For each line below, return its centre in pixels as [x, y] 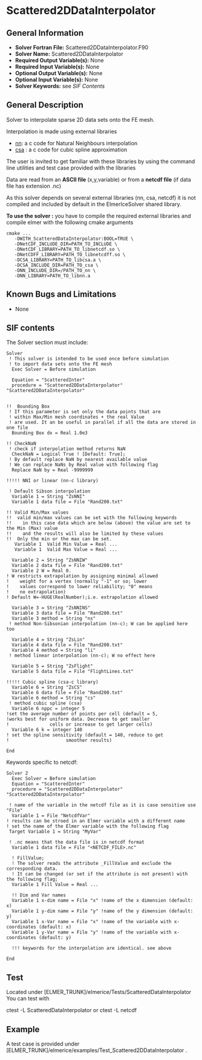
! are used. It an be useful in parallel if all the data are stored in [103, 422]
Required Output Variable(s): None [59, 60]
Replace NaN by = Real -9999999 [53, 470]
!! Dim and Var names [39, 895]
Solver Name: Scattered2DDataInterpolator [69, 54]
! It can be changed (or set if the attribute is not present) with [100, 874]
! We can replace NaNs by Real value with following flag [83, 465]
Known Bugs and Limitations [61, 294]
